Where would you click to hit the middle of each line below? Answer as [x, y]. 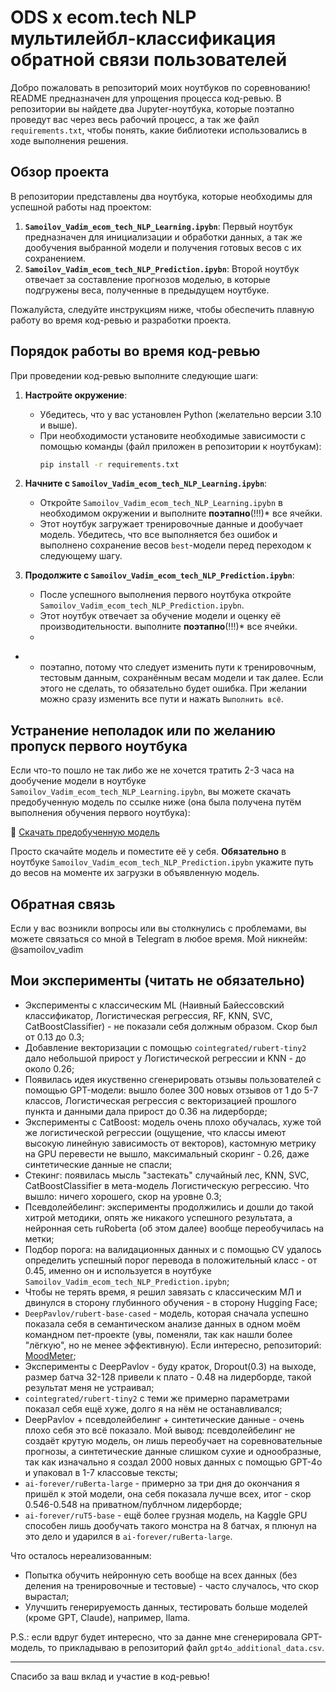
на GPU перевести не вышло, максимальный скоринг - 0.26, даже [167, 1153]
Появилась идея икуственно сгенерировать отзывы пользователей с [173, 1079]
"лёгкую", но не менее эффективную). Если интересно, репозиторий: [173, 1345]
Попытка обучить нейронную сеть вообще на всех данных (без [161, 1575]
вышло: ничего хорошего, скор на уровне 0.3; [123, 1196]
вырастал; [47, 1596]
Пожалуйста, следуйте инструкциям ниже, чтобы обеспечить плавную [162, 309]
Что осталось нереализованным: [81, 1555]
